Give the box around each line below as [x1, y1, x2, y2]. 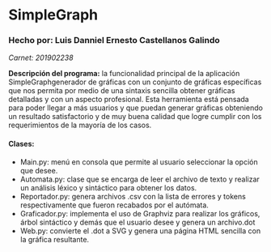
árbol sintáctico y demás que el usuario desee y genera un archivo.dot [19, 217, 256, 227]
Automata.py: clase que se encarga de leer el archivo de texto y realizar [19, 174, 260, 184]
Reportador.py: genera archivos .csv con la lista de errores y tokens [19, 191, 247, 201]
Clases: [8, 139, 35, 149]
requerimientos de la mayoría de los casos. [8, 120, 152, 130]
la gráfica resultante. [19, 234, 90, 244]
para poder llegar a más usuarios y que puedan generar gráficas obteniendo [8, 103, 263, 113]
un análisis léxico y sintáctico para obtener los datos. [19, 182, 197, 192]
